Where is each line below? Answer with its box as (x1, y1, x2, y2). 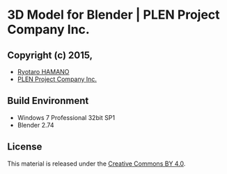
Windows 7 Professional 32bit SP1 (17, 113, 116, 121)
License (7, 141, 42, 153)
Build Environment (7, 95, 89, 107)
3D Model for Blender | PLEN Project (7, 7, 221, 23)
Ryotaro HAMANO (17, 68, 70, 76)
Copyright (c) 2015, (7, 49, 93, 61)
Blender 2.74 (17, 121, 54, 129)
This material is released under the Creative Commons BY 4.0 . (7, 159, 186, 168)
